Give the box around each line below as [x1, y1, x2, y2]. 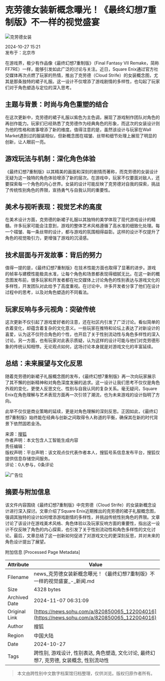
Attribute [7, 561, 29, 568]
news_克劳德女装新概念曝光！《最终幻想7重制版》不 [33, 570, 155, 577]
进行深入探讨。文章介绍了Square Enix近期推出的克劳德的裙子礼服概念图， [9, 508, 159, 514]
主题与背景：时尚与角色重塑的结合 [5, 100, 109, 109]
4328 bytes [33, 586, 61, 593]
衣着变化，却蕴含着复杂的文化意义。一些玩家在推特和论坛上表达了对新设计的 [5, 325, 160, 331]
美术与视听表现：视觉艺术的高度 [5, 202, 102, 211]
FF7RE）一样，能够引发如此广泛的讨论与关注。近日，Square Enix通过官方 [5, 66, 154, 72]
